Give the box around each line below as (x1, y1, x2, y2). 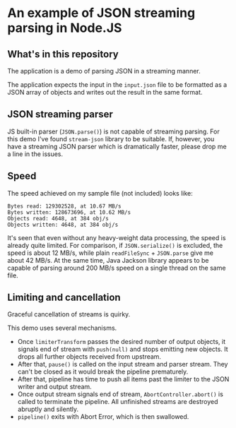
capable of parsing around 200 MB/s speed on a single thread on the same (7, 263, 226, 272)
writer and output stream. (17, 383, 92, 391)
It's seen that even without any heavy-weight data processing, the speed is (7, 233, 226, 242)
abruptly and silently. (17, 405, 79, 414)
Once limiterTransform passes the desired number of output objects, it (17, 338, 226, 346)
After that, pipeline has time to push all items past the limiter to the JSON (17, 375, 230, 384)
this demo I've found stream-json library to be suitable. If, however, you (7, 134, 215, 143)
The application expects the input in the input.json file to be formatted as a (7, 81, 228, 89)
